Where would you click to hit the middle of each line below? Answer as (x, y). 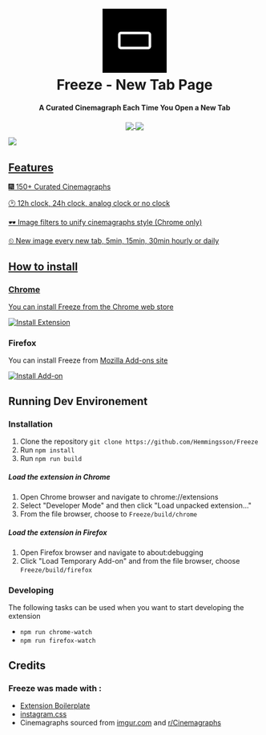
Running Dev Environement (78, 401)
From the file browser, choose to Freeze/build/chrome (109, 514)
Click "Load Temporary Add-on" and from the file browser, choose (130, 560)
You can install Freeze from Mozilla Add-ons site (88, 360)
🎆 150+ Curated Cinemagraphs (60, 187)
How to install (43, 266)
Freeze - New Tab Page (135, 85)
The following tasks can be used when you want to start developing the (126, 608)
